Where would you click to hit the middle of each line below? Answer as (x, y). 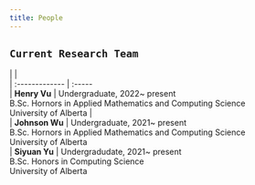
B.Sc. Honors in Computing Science (77, 161)
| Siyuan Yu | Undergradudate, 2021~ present (96, 152)
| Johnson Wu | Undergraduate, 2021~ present (98, 123)
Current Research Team (74, 54)
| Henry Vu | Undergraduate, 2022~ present (93, 94)
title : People (37, 18)
